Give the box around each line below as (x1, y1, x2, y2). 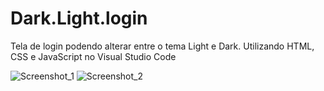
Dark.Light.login (10, 7, 148, 30)
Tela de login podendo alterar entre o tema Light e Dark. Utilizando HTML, (10, 40, 315, 52)
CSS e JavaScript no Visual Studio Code (10, 50, 177, 62)
